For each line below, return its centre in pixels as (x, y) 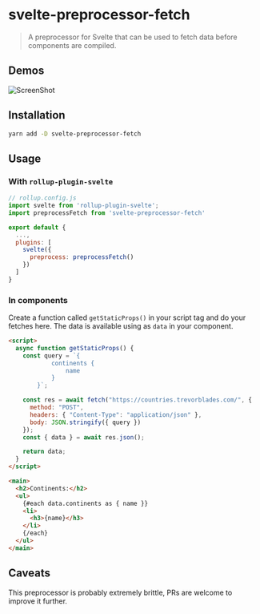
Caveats (29, 574)
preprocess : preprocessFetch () (82, 257)
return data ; (44, 452)
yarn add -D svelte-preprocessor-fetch (75, 134)
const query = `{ (52, 355)
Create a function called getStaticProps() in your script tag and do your (127, 317)
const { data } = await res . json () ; (84, 437)
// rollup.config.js (43, 198)
